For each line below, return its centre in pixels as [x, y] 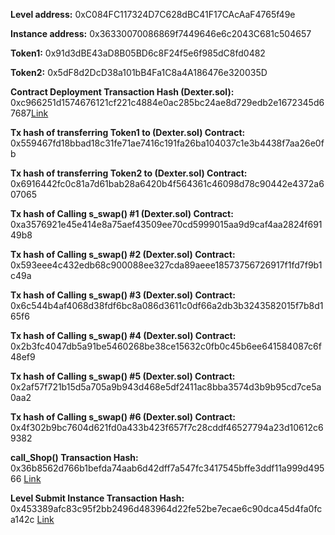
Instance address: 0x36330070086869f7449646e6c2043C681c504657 [161, 33]
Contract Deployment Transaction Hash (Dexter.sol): [122, 92]
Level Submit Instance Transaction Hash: [97, 498]
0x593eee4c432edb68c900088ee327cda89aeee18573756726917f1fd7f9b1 [166, 265]
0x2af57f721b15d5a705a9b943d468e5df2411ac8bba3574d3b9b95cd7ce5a [166, 387]
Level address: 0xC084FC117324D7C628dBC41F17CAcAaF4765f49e [153, 14]
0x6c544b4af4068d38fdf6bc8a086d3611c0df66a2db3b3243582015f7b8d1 [167, 305]
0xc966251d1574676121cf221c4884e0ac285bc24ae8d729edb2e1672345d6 [167, 102]
